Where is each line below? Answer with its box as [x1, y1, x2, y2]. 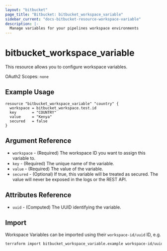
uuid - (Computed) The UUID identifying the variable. [12, 204, 121, 210]
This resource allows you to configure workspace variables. [5, 64, 128, 70]
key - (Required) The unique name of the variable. [12, 160, 114, 166]
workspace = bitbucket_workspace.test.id [9, 105, 97, 110]
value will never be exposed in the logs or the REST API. [12, 176, 127, 182]
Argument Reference [5, 137, 72, 145]
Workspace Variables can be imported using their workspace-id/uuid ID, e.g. [5, 232, 161, 238]
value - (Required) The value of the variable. [12, 166, 103, 172]
